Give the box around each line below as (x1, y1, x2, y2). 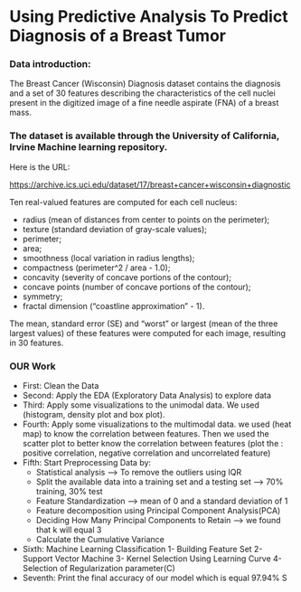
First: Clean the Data (22, 381, 99, 391)
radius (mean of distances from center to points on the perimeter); (22, 214, 270, 225)
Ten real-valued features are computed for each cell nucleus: (9, 196, 238, 207)
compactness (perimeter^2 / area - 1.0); (22, 262, 171, 273)
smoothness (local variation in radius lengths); (22, 252, 195, 263)
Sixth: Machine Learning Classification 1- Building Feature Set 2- (22, 544, 263, 555)
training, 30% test (35, 486, 103, 497)
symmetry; (22, 291, 63, 302)
